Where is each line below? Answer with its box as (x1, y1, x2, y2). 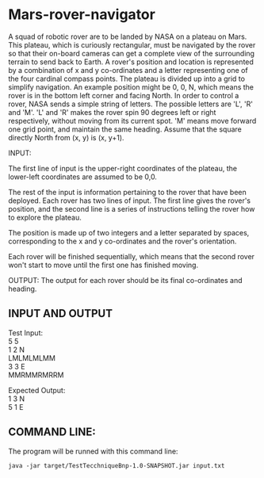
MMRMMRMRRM (8, 370, 64, 380)
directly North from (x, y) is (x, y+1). (8, 132, 124, 142)
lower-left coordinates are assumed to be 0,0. (8, 172, 157, 182)
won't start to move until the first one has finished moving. (8, 260, 199, 270)
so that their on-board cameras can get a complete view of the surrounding (8, 48, 255, 58)
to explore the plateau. (8, 212, 82, 222)
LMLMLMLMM (8, 353, 55, 362)
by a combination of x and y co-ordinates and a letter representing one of (8, 65, 248, 75)
